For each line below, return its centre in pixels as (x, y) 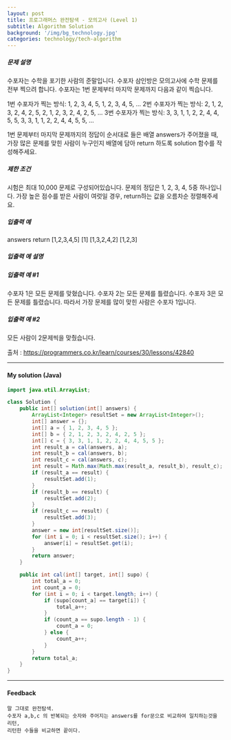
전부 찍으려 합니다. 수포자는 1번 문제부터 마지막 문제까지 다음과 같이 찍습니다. (110, 90)
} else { (56, 633)
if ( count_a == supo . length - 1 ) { (95, 620)
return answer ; (54, 556)
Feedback (22, 692)
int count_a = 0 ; (56, 587)
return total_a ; (55, 658)
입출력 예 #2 (24, 319)
